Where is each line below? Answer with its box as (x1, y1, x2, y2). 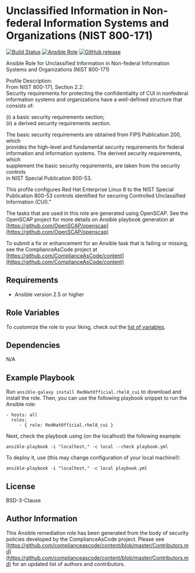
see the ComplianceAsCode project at (6, 246, 97, 253)
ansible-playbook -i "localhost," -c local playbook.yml (6, 465, 148, 472)
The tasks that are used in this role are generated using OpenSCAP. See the (6, 210, 189, 217)
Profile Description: (6, 77, 53, 84)
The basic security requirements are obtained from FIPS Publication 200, (6, 131, 182, 138)
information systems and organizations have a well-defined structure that (6, 95, 183, 103)
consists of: (6, 102, 34, 109)
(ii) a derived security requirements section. (6, 119, 112, 126)
